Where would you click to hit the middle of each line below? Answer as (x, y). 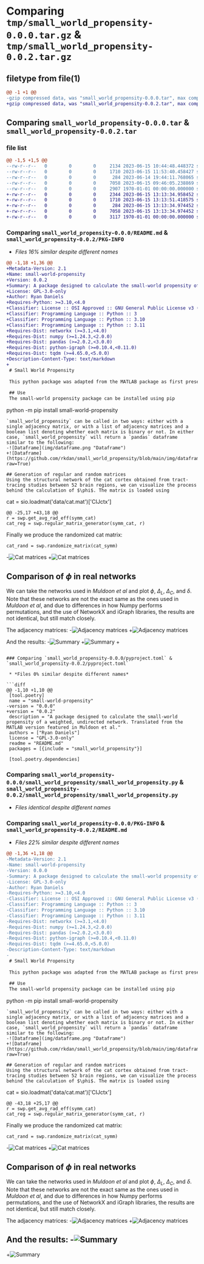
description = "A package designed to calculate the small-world (93, 716)
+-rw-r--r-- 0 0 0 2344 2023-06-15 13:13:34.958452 (100, 194)
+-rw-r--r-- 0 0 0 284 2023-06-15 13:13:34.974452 (100, 206)
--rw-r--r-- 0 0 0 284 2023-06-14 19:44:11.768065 (100, 177)
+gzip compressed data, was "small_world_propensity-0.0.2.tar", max (96, 104)
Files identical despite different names (63, 808)
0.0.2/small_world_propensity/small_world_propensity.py (92, 795)
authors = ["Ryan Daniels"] (44, 733)
